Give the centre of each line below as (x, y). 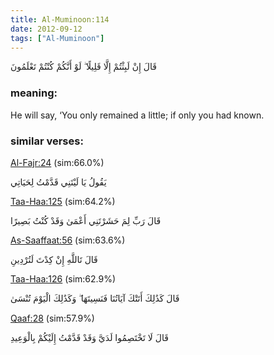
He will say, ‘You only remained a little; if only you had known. (137, 115)
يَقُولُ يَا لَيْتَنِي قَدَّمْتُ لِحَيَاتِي (58, 182)
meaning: (34, 93)
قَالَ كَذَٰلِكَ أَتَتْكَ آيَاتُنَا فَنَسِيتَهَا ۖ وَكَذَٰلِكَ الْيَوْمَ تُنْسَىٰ (95, 298)
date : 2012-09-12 (46, 29)
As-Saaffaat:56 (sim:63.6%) (68, 240)
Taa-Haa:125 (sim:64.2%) (63, 201)
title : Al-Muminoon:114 (60, 19)
